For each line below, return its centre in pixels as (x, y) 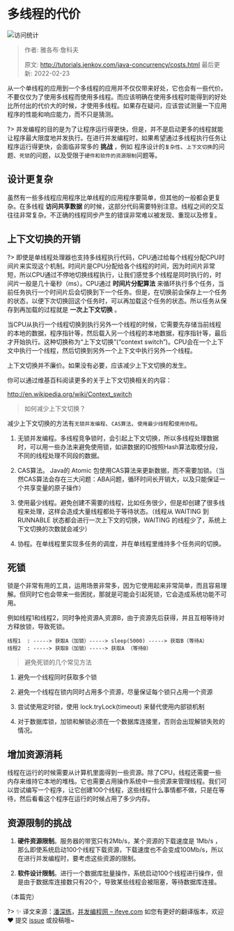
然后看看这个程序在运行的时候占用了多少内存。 (86, 798)
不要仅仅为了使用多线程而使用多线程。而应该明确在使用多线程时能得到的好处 (117, 97)
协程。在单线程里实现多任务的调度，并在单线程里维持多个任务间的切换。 (121, 543)
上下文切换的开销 (44, 239)
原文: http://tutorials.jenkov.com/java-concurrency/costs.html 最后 (119, 64)
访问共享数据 (63, 206)
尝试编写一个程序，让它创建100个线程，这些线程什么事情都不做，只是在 (116, 790)
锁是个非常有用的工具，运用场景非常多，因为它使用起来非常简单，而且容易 (114, 586)
